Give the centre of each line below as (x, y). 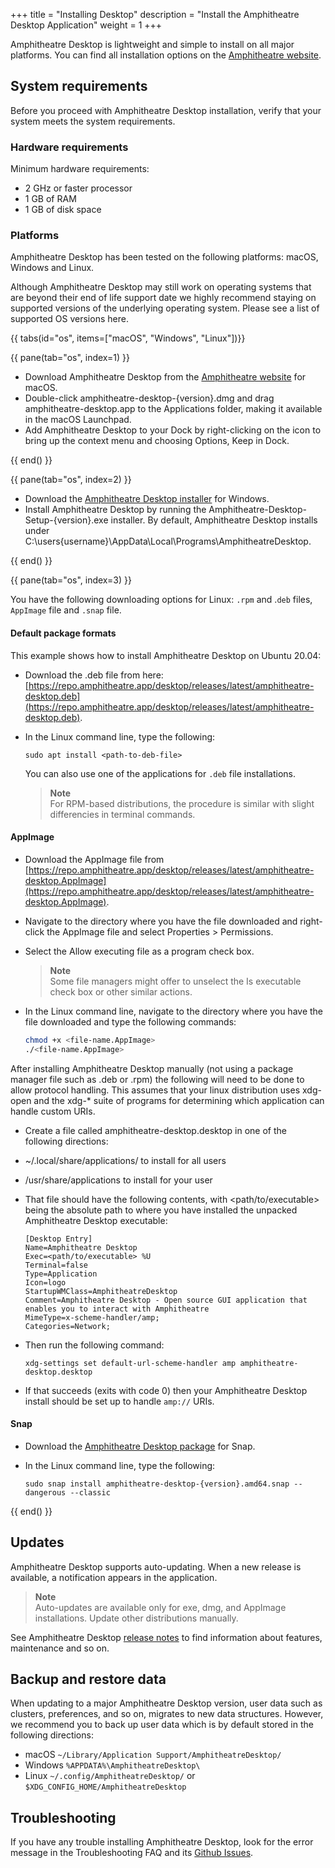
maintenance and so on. (60, 1648)
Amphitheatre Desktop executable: (96, 1220)
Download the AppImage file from (94, 859)
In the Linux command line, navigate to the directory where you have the (174, 1011)
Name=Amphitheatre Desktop (81, 1247)
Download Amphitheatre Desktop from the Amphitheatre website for (165, 377)
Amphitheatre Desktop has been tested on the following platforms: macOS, (164, 257)
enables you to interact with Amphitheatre (117, 1309)
